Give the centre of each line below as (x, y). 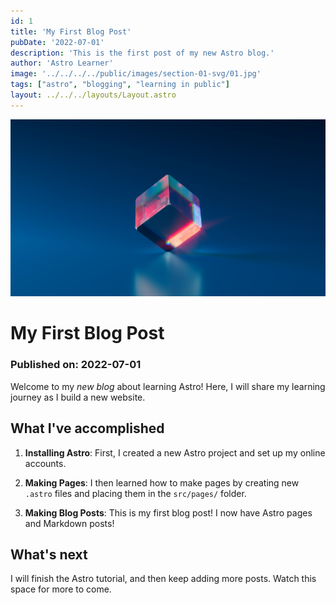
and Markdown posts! (69, 523)
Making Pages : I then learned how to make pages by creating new (162, 482)
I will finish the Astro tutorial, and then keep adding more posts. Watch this (163, 579)
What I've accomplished (87, 428)
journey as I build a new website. (78, 397)
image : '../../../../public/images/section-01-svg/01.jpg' (136, 74)
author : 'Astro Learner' (62, 63)
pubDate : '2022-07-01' (57, 42)
